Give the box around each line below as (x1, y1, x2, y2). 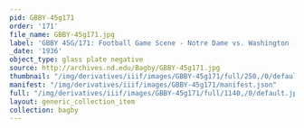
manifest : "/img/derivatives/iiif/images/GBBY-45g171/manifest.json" (9, 80, 278, 89)
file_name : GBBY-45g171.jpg (9, 30, 116, 39)
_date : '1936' (9, 47, 63, 56)
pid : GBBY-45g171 (9, 13, 75, 23)
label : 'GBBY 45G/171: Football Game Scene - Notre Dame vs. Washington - (9, 38, 298, 48)
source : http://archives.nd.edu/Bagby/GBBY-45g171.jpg (9, 64, 221, 73)
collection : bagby (9, 105, 79, 114)
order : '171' (9, 22, 59, 31)
